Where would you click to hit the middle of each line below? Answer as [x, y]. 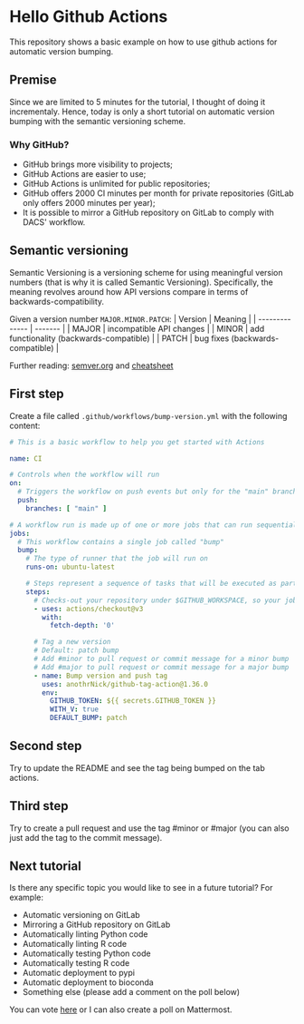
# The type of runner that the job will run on [117, 559]
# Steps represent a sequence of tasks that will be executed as [152, 584]
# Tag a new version [72, 642]
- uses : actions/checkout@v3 [88, 609]
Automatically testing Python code [86, 953]
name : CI [26, 458]
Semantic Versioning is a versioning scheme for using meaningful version [146, 272]
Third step [39, 806]
